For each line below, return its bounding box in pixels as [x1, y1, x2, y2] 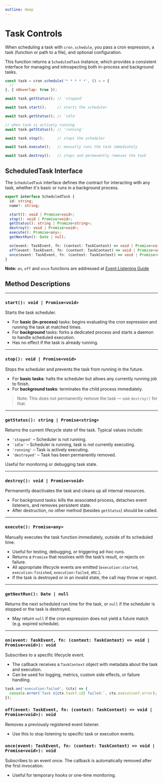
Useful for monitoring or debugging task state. [5, 461, 98, 467]
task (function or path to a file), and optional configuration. [5, 49, 122, 55]
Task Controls [5, 28, 63, 39]
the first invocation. [5, 763, 44, 769]
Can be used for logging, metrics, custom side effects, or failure [12, 672, 140, 678]
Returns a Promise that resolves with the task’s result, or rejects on [12, 554, 145, 560]
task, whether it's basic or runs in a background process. [5, 185, 119, 190]
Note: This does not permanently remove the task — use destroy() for [16, 395, 158, 401]
